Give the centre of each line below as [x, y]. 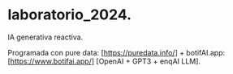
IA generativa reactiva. [45, 37]
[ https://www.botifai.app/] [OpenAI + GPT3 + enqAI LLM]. [104, 61]
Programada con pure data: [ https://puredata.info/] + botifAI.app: [116, 52]
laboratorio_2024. [69, 15]
